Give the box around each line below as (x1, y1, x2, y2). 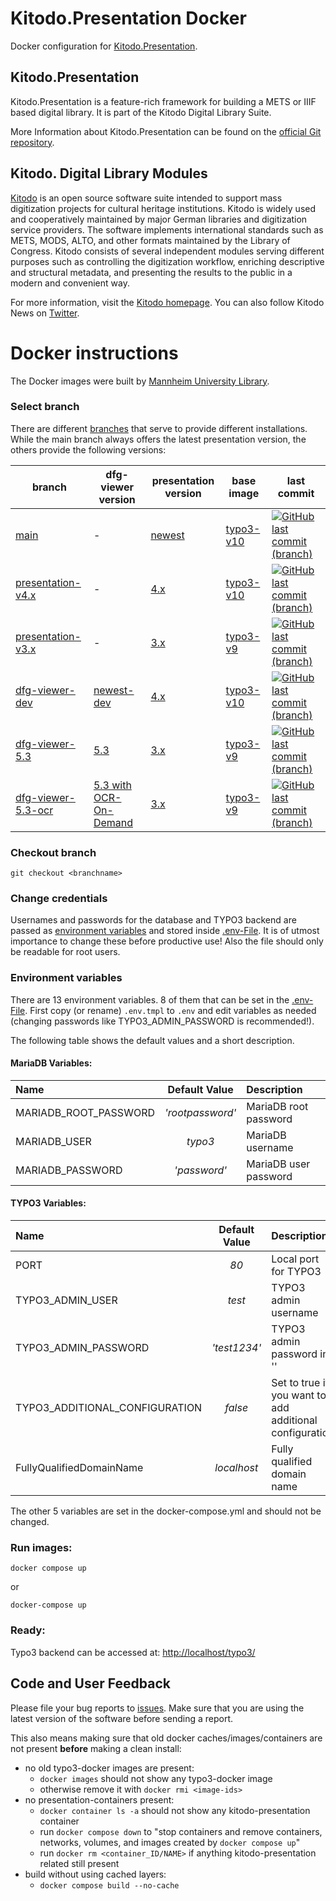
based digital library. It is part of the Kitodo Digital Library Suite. (10, 106, 272, 118)
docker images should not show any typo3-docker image (39, 1772, 273, 1784)
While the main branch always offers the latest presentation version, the (10, 433, 307, 445)
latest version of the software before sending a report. (10, 1712, 234, 1724)
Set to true (271, 1376, 321, 1390)
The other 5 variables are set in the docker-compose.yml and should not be (10, 1505, 322, 1517)
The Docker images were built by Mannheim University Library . (10, 375, 270, 387)
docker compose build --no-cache (39, 1880, 180, 1891)
